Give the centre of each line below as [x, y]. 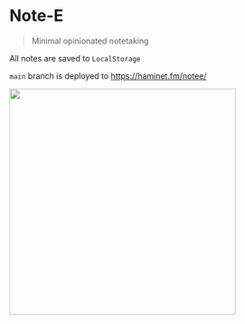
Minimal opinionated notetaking [90, 41]
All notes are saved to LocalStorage [75, 58]
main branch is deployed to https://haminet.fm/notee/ [108, 76]
